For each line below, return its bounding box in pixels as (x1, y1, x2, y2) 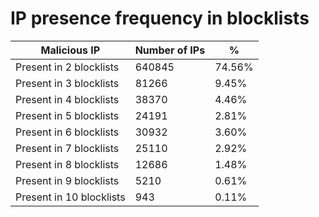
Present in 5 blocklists (15, 108, 120, 122)
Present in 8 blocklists (15, 157, 120, 171)
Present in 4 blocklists (15, 92, 120, 106)
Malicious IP (40, 43, 101, 57)
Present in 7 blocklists (15, 141, 120, 155)
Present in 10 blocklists (15, 190, 126, 204)
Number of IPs (134, 43, 206, 57)
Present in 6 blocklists (15, 125, 120, 139)
